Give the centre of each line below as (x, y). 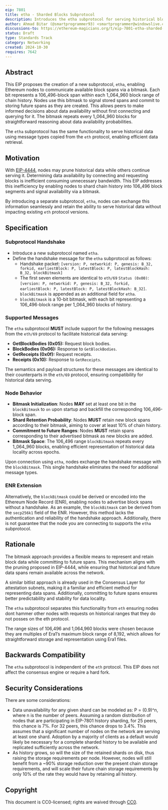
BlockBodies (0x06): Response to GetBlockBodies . (65, 349)
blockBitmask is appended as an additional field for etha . (78, 294)
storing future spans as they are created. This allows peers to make (74, 106)
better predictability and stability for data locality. (56, 598)
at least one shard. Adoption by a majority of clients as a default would (85, 737)
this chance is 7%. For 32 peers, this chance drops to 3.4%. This (79, 726)
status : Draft (20, 33)
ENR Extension (23, 486)
